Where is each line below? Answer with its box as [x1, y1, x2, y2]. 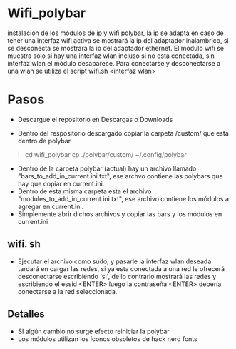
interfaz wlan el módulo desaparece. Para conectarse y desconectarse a [7, 59, 221, 67]
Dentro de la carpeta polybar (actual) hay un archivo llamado [17, 164, 197, 173]
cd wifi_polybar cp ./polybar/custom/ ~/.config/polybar [24, 150, 187, 158]
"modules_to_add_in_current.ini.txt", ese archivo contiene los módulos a [17, 194, 230, 203]
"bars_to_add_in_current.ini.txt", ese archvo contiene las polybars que [17, 171, 223, 180]
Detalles [7, 308, 45, 320]
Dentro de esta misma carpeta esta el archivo [17, 187, 152, 196]
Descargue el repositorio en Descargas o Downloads [17, 115, 173, 123]
